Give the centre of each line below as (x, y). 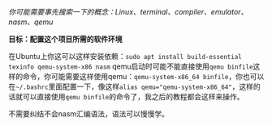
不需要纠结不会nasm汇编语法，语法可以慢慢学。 (89, 114)
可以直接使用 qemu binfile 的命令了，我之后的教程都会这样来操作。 (133, 97)
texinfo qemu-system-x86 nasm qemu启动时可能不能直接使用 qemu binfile (131, 66)
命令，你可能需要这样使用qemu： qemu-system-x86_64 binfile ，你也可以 (143, 76)
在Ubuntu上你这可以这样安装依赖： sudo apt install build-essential (125, 56)
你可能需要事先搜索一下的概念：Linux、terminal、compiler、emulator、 (128, 12)
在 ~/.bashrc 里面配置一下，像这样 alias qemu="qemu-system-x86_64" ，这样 (131, 86)
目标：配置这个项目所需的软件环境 (65, 39)
